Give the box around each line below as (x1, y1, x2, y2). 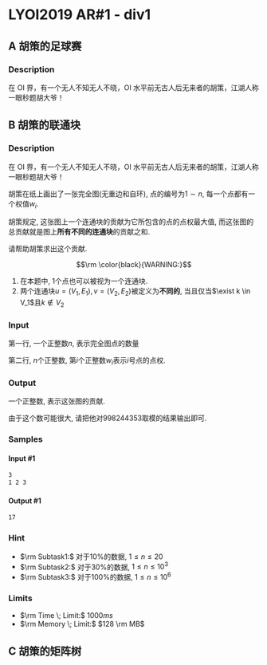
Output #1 (8, 496, 41, 506)
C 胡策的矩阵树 (8, 644, 82, 658)
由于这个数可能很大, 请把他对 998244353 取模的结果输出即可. (8, 413, 207, 423)
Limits (8, 592, 33, 604)
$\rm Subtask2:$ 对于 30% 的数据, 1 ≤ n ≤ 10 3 (19, 561, 169, 572)
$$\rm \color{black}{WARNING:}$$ (76, 260, 192, 270)
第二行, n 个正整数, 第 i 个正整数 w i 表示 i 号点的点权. (8, 356, 166, 368)
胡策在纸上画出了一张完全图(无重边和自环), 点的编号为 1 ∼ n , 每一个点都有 (8, 189, 249, 199)
